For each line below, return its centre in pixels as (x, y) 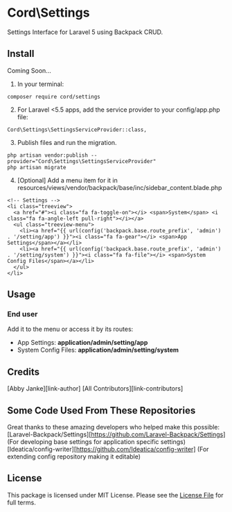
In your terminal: (41, 84)
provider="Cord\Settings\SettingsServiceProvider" (82, 161)
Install (21, 54)
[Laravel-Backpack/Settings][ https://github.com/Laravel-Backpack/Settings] (116, 434)
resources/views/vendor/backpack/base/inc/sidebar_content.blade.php (119, 187)
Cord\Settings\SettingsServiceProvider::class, (77, 130)
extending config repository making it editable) (74, 456)
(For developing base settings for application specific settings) (96, 442)
